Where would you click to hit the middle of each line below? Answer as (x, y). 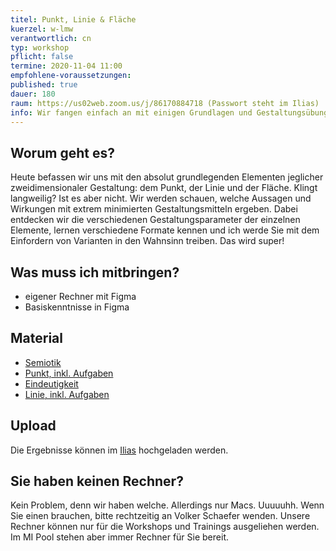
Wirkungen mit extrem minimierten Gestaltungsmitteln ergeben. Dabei (154, 209)
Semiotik (43, 362)
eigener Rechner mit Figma (80, 296)
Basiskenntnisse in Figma (77, 307)
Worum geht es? (62, 152)
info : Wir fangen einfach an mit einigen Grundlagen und (131, 112)
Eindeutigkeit (51, 383)
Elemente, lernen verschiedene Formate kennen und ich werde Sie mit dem (165, 230)
